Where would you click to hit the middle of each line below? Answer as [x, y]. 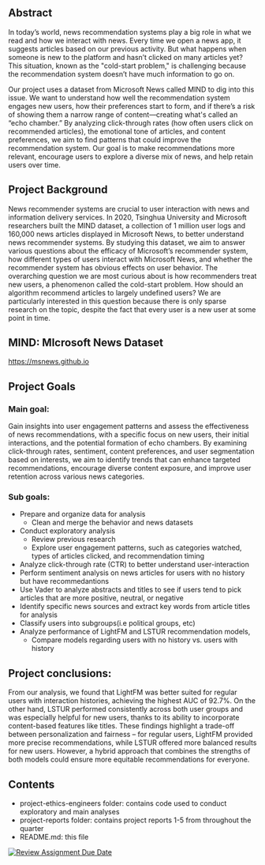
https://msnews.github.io [49, 362]
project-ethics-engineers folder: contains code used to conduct [123, 803]
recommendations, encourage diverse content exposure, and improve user [130, 468]
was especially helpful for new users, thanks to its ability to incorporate [124, 717]
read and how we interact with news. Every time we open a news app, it [125, 40]
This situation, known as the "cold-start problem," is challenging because [127, 66]
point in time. [30, 318]
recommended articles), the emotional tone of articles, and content [117, 131]
